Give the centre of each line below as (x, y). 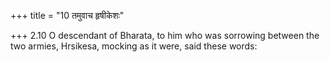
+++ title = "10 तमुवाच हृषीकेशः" (67, 15)
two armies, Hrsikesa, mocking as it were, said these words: (134, 46)
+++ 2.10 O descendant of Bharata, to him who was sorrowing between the (165, 35)
